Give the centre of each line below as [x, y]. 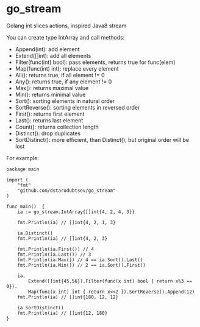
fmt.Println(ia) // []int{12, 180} [62, 313]
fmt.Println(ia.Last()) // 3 [54, 255]
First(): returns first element [50, 114]
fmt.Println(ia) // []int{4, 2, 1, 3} [66, 222]
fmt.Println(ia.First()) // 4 [56, 249]
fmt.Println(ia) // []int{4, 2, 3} [62, 238]
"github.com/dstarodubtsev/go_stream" [66, 191]
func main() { [26, 206]
